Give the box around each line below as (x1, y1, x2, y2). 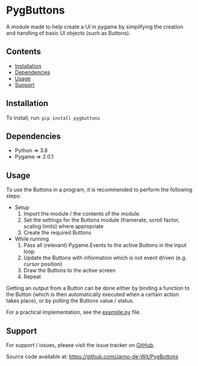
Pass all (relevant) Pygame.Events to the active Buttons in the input (23, 242, 187, 249)
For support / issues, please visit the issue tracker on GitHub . (6, 342, 155, 348)
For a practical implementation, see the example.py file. (6, 309, 141, 316)
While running (14, 235, 49, 243)
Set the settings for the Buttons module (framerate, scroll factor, (23, 217, 180, 224)
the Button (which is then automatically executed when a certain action (6, 291, 179, 298)
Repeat (23, 273, 41, 280)
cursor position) (23, 261, 63, 268)
